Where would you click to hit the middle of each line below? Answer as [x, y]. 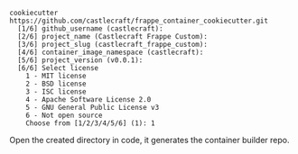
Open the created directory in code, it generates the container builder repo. [150, 140]
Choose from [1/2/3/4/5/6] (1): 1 [90, 123]
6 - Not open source [64, 115]
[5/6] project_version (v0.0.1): [80, 60]
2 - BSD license [56, 84]
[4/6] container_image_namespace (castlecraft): [111, 52]
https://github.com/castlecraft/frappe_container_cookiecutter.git [139, 21]
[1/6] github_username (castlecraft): [91, 29]
